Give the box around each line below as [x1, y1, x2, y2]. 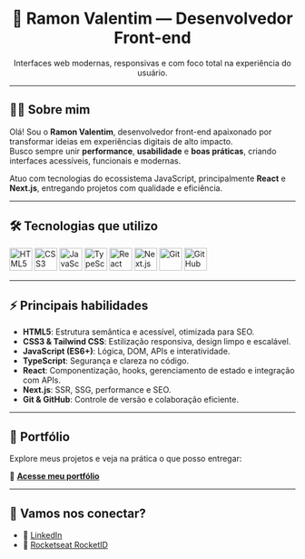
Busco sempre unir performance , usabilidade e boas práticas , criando [9, 145, 277, 156]
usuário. [137, 67, 168, 78]
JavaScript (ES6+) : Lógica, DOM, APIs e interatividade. [22, 345, 231, 357]
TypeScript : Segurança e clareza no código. [22, 355, 189, 366]
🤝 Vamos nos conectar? [9, 505, 147, 521]
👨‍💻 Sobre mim [9, 102, 91, 117]
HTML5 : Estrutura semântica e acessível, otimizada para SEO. [22, 326, 255, 337]
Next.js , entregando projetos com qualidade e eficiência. [9, 182, 223, 194]
